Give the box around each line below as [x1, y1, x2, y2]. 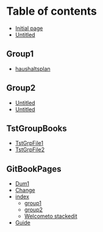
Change [15, 187, 35, 194]
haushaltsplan [15, 65, 51, 72]
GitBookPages [6, 163, 62, 174]
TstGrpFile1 [15, 140, 44, 147]
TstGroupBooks [6, 123, 67, 133]
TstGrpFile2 [15, 146, 45, 154]
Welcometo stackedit [24, 212, 77, 220]
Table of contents [6, 4, 98, 18]
